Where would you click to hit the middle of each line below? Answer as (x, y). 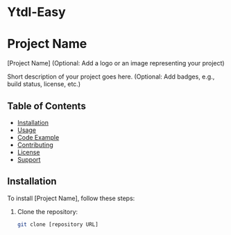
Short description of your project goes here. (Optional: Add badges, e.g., (111, 76)
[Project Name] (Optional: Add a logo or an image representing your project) (116, 63)
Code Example (38, 137)
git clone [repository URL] (58, 224)
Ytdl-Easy (36, 12)
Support (29, 159)
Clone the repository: (48, 211)
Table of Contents (47, 106)
